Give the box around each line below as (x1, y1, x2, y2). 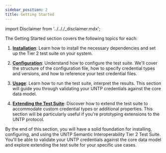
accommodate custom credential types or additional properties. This (12, 106, 153, 112)
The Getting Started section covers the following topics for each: (5, 35, 138, 41)
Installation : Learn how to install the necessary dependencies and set (12, 45, 156, 51)
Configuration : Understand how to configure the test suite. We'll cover (12, 60, 158, 66)
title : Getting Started (5, 12, 55, 17)
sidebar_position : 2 (5, 7, 48, 12)
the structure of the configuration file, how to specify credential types (12, 65, 155, 71)
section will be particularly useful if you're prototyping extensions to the (12, 111, 160, 117)
